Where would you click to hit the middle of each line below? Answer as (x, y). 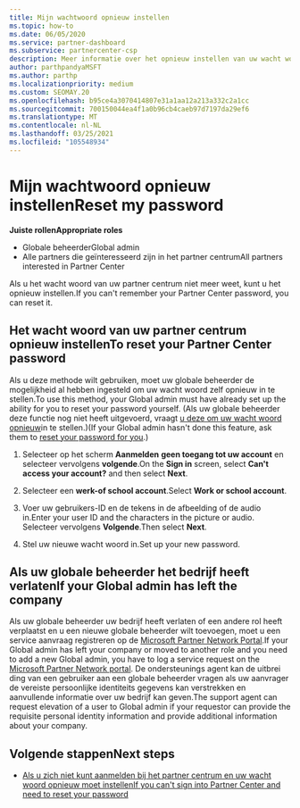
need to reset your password (75, 795)
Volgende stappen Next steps (92, 754)
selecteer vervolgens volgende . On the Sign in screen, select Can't (146, 463)
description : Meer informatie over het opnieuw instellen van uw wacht (145, 59)
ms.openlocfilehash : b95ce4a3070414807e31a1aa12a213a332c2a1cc (129, 100)
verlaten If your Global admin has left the (124, 586)
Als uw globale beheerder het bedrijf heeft (129, 572)
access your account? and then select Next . (105, 473)
